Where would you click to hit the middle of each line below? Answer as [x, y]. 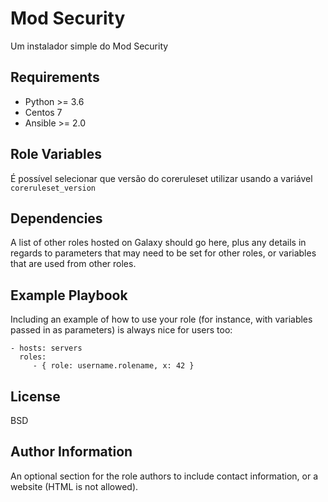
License [35, 396]
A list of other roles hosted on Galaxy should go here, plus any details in [158, 243]
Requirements [55, 77]
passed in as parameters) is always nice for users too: [121, 330]
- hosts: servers [46, 348]
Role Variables [56, 154]
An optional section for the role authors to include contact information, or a [164, 476]
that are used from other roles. [73, 264]
